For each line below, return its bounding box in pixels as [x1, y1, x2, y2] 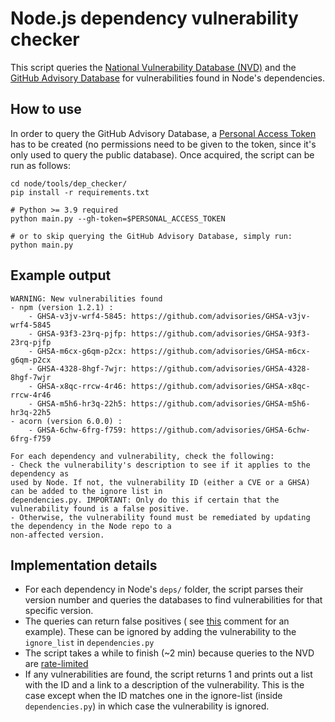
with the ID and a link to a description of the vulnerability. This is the [24, 679, 305, 691]
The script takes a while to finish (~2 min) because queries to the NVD [24, 647, 315, 659]
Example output [10, 267, 112, 284]
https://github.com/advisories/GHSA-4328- [131, 363, 311, 374]
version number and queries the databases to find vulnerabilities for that [24, 594, 323, 606]
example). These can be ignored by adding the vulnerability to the [24, 626, 297, 638]
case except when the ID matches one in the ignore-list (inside [24, 690, 283, 702]
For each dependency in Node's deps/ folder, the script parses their [24, 583, 304, 596]
